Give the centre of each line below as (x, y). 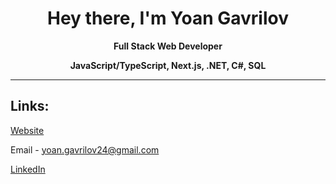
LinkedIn (28, 169)
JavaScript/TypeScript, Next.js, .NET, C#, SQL (168, 65)
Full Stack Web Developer (168, 46)
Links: (30, 106)
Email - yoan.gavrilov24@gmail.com (85, 149)
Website (27, 130)
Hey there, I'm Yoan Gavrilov (168, 18)
